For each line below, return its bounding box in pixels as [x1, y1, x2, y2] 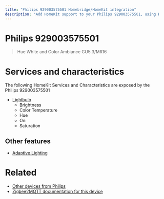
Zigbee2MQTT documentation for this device [12, 189, 103, 195]
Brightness [19, 102, 41, 108]
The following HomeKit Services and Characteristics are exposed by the [5, 82, 150, 88]
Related [5, 167, 37, 178]
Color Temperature [19, 107, 58, 113]
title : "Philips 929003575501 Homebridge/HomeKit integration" [5, 7, 137, 12]
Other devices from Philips [12, 183, 66, 189]
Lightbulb [12, 97, 32, 103]
